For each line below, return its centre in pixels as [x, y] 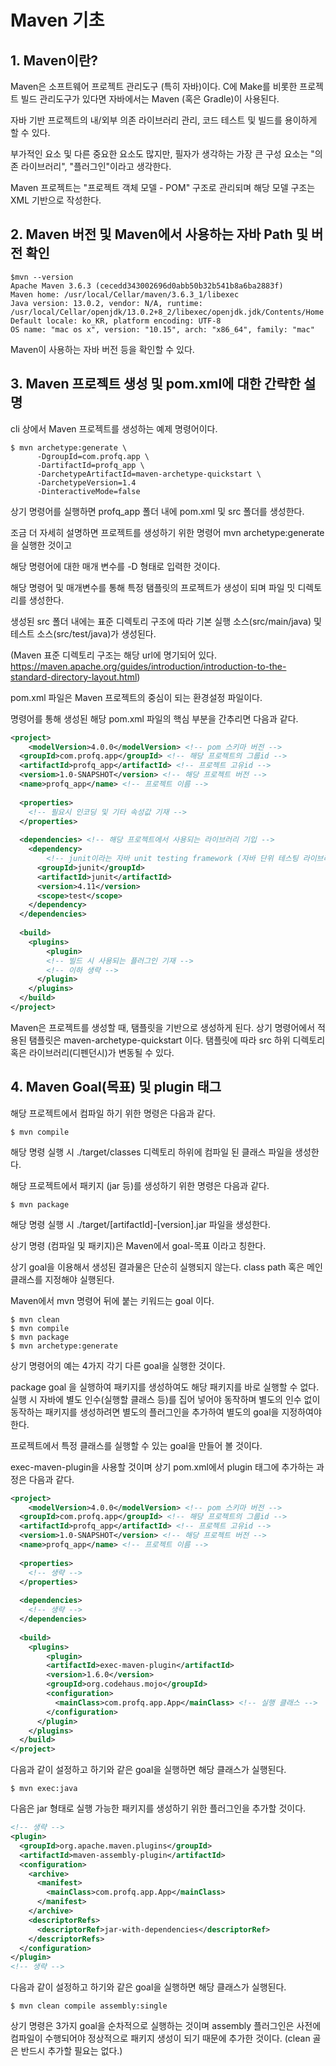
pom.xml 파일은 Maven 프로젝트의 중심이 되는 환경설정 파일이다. [136, 697]
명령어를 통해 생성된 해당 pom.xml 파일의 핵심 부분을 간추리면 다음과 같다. [154, 718]
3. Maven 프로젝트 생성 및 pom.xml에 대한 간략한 [155, 384]
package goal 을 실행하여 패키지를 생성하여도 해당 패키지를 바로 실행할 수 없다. [165, 1387]
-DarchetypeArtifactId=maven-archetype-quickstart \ [149, 474]
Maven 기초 [57, 20]
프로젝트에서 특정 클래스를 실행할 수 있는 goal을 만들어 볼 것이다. [136, 1445]
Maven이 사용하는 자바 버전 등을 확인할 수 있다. [102, 349]
